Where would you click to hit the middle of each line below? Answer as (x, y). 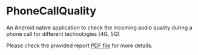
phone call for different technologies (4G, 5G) (63, 33)
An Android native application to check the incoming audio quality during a (99, 27)
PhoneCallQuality (51, 11)
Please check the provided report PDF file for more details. (80, 45)
